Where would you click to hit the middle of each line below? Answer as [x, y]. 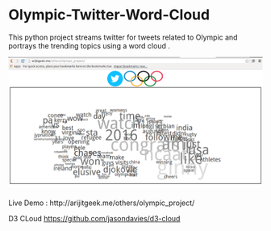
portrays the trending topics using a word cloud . [90, 45]
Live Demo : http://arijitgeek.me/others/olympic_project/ [102, 203]
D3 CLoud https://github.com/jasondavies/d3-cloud [94, 219]
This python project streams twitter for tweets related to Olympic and [123, 37]
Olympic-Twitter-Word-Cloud [109, 15]
